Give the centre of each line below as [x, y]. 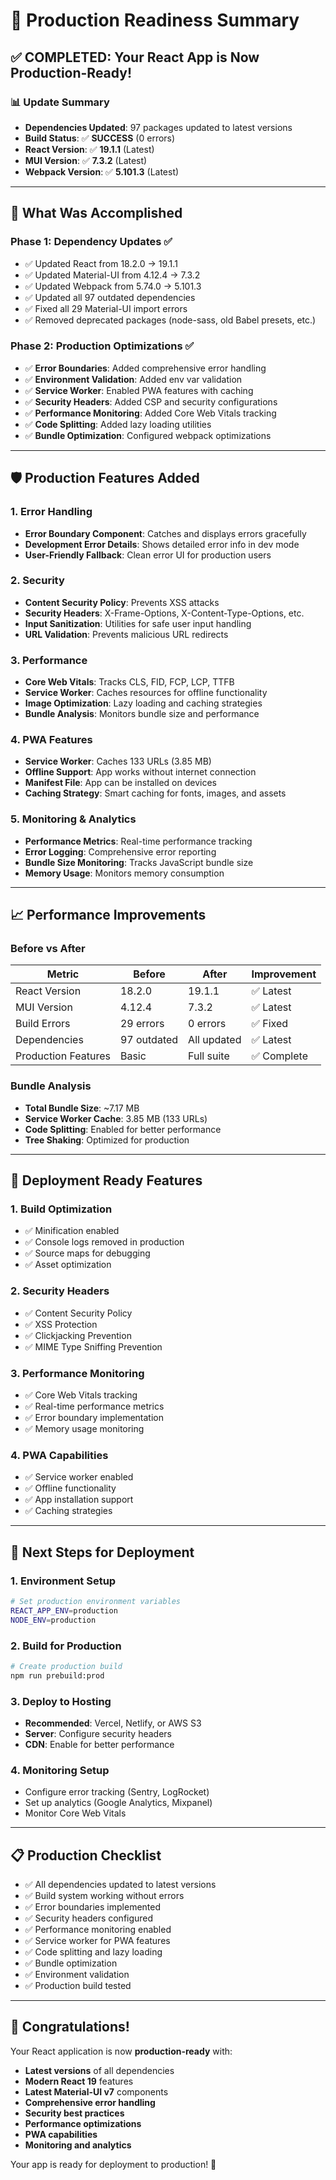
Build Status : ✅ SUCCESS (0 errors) [100, 138]
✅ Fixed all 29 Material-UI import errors [106, 308]
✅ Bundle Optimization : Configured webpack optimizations [148, 435]
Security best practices [74, 2113]
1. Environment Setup [63, 1581]
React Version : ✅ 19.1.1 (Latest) [89, 149]
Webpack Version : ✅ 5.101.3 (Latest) [102, 171]
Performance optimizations [83, 2123]
